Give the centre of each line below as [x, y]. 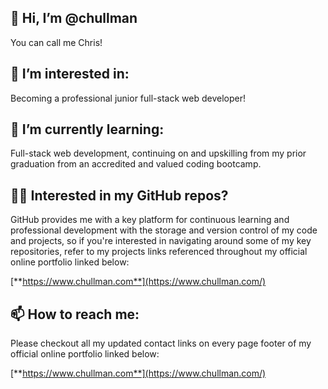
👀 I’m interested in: [70, 74]
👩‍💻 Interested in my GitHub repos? [119, 195]
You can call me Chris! [56, 42]
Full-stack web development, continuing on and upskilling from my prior [158, 153]
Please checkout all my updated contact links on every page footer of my [161, 343]
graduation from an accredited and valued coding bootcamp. [136, 164]
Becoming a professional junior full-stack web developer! [128, 98]
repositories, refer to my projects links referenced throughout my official [159, 252]
